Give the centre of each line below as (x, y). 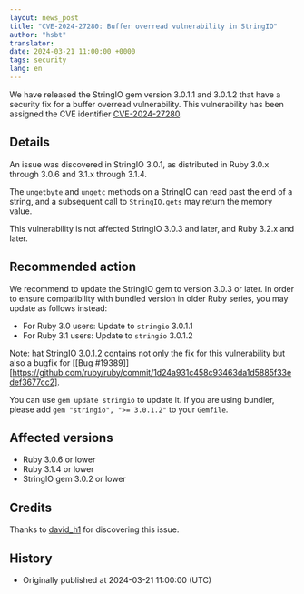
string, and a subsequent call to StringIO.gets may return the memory (141, 201)
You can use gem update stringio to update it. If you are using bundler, (142, 399)
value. (21, 211)
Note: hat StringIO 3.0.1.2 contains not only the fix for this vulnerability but (147, 353)
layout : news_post (44, 18)
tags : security (38, 60)
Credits (31, 507)
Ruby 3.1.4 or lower (58, 469)
